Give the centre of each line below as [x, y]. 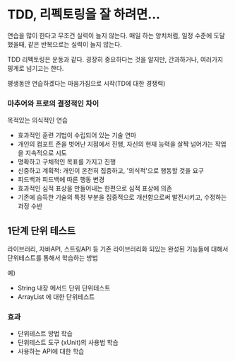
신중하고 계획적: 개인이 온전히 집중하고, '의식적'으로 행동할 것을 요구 [111, 171]
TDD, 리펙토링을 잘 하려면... [84, 15]
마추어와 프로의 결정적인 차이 [53, 103]
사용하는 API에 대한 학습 [51, 351]
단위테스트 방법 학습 [45, 334]
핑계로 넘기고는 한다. [36, 68]
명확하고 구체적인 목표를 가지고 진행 [67, 162]
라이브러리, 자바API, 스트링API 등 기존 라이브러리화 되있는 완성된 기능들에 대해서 [118, 249]
